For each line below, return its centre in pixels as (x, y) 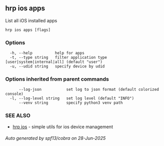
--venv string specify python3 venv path (71, 103)
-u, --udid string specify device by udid (57, 66)
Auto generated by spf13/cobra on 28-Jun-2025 (56, 138)
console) (14, 94)
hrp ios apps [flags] (28, 30)
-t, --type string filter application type (59, 58)
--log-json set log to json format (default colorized (89, 90)
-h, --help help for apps (47, 53)
